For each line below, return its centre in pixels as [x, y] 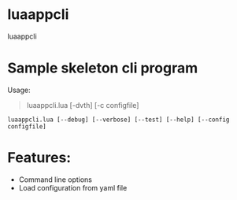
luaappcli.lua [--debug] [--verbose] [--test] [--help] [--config [119, 120]
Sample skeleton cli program [103, 68]
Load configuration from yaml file [73, 187]
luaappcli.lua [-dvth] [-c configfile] [83, 105]
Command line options [55, 180]
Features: [39, 158]
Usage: [19, 90]
